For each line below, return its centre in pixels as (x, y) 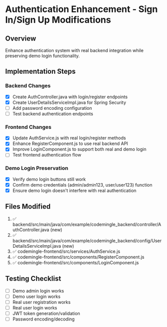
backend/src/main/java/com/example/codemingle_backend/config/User (87, 240)
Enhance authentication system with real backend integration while (74, 50)
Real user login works (35, 307)
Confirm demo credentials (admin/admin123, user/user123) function (82, 185)
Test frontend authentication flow (47, 155)
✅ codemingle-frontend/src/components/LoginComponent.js (75, 262)
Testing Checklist (33, 279)
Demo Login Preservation (37, 168)
